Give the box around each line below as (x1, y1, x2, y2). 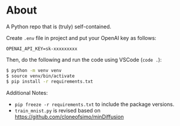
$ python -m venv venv (6, 67, 62, 74)
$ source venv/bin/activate (6, 73, 75, 79)
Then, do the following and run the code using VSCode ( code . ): (6, 56, 162, 63)
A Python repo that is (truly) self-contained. (6, 23, 112, 30)
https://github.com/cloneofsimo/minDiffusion (14, 113, 124, 120)
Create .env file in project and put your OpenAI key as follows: (6, 34, 157, 41)
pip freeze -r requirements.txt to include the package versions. (14, 101, 175, 108)
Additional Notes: (6, 89, 48, 96)
